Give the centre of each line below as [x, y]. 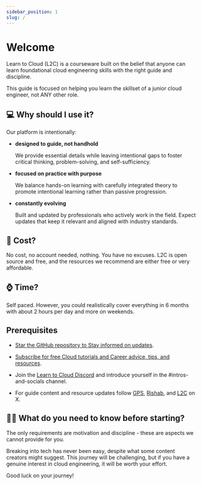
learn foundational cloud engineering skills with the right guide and [89, 71]
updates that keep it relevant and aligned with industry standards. [96, 221]
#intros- [178, 375]
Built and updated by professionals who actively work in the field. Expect [105, 215]
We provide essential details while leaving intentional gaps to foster [99, 156]
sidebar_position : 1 [32, 12]
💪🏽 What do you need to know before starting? [96, 418]
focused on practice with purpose [58, 174]
